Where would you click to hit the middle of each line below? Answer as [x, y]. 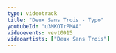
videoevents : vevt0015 [40, 33]
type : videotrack [32, 13]
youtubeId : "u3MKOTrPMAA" [44, 26]
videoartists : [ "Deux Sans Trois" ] [59, 39]
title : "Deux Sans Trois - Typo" [56, 20]
